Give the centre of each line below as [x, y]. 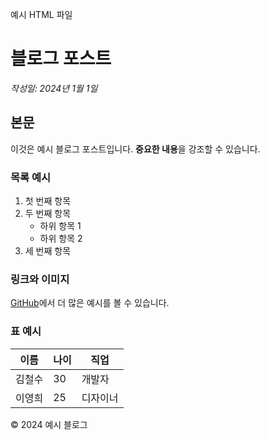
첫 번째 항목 [48, 201]
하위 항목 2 [61, 239]
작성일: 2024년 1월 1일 [54, 88]
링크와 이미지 [40, 279]
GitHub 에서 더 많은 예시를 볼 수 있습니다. [90, 303]
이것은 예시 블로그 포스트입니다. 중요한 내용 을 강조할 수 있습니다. [135, 149]
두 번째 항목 [48, 214]
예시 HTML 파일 [41, 14]
